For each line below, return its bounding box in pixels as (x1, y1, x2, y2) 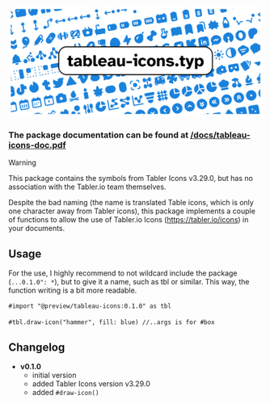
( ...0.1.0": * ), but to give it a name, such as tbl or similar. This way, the (8, 277, 250, 287)
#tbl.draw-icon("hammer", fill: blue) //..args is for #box (8, 318, 216, 326)
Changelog (8, 340, 65, 354)
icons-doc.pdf (8, 139, 66, 150)
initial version (32, 370, 77, 380)
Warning (8, 158, 36, 167)
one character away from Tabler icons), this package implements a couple (8, 206, 256, 216)
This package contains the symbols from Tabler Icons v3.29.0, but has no (8, 174, 253, 183)
